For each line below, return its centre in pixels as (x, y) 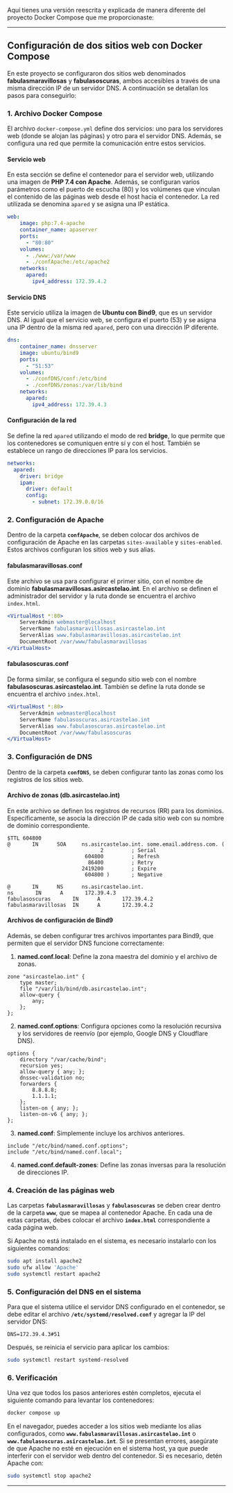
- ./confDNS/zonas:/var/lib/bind (74, 385)
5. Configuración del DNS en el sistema (74, 1292)
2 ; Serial (128, 850)
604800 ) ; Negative (123, 874)
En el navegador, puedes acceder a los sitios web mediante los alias (104, 1426)
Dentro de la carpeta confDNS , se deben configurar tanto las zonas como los (115, 772)
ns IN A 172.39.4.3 (62, 893)
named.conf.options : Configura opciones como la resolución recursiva (119, 1026)
